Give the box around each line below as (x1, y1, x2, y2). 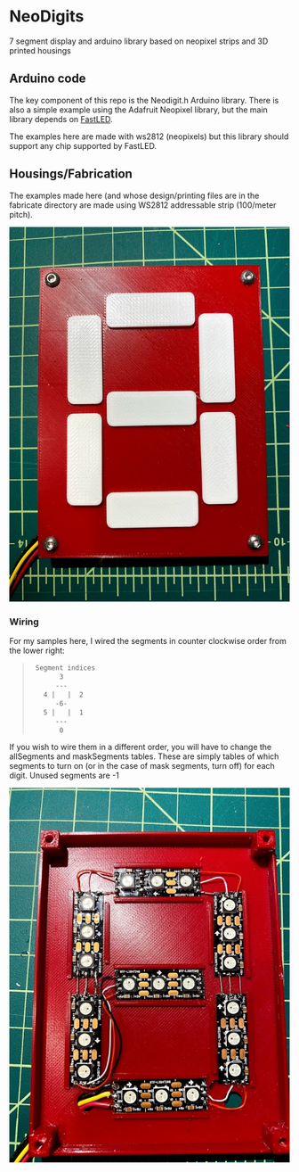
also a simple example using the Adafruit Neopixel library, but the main (9, 104, 269, 115)
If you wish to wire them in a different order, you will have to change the (9, 742, 272, 753)
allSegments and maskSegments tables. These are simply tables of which (9, 751, 279, 762)
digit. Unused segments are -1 (9, 770, 120, 781)
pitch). (9, 209, 33, 219)
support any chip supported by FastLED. (9, 140, 158, 151)
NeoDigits (9, 6, 85, 27)
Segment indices (35, 664, 96, 673)
